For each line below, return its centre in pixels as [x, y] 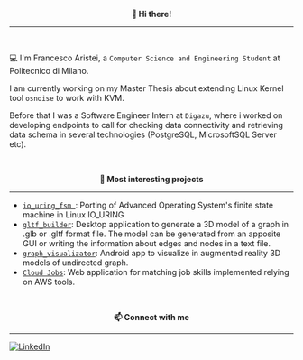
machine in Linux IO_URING [73, 215]
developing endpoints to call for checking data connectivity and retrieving [147, 125]
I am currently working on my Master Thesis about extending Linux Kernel [147, 88]
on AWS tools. [49, 282]
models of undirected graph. [75, 263]
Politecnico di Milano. [49, 71]
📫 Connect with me [151, 317]
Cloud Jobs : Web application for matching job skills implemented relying [156, 272]
